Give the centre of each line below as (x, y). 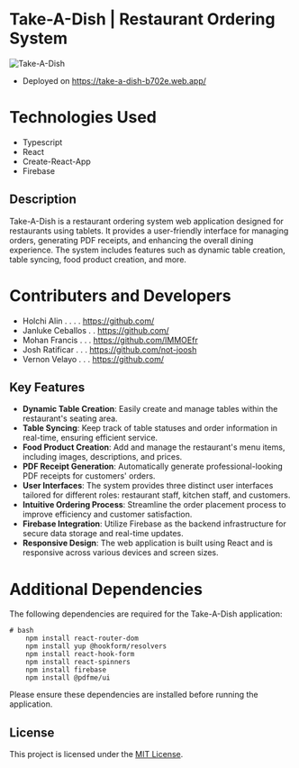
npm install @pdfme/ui (68, 678)
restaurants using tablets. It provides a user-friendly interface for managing (149, 231)
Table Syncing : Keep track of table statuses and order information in (149, 428)
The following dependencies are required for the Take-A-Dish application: (146, 614)
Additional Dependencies (106, 589)
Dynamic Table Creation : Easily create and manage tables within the (150, 409)
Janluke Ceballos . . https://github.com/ (95, 330)
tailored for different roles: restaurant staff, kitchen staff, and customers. (156, 495)
